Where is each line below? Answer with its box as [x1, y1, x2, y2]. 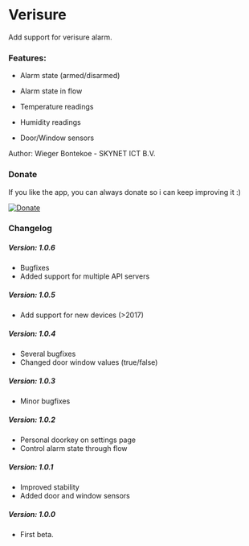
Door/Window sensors [19, 133, 95, 143]
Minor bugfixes [19, 396, 71, 406]
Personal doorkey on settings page [19, 435, 137, 445]
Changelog [8, 223, 52, 234]
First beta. [19, 530, 54, 540]
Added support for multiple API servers [19, 271, 150, 281]
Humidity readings [19, 118, 82, 127]
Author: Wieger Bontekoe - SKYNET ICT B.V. [8, 149, 156, 159]
